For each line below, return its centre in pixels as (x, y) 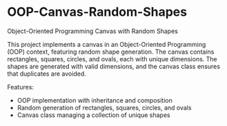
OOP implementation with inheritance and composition (95, 100)
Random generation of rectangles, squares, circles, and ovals (104, 107)
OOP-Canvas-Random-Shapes (97, 12)
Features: (21, 87)
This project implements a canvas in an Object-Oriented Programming (107, 44)
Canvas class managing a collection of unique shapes (93, 115)
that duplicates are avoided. (47, 74)
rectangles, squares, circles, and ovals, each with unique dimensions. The (112, 59)
